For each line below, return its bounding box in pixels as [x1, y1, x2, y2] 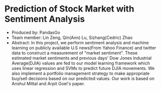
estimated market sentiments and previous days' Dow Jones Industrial [11, 55, 152, 61]
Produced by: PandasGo [11, 29, 60, 35]
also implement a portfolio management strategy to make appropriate [11, 70, 150, 76]
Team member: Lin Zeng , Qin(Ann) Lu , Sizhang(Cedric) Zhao [11, 35, 133, 40]
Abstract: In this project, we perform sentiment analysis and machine [11, 39, 149, 45]
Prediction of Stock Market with [4, 3, 134, 14]
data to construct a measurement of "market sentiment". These [11, 50, 138, 56]
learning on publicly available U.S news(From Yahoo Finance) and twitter [11, 45, 157, 51]
